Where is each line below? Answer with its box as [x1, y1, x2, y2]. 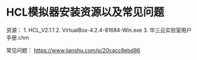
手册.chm [6, 34, 29, 41]
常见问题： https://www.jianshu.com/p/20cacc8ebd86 [6, 46, 141, 54]
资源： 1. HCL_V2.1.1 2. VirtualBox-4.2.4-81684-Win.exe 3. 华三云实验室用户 [6, 26, 192, 34]
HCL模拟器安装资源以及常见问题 [6, 5, 165, 19]
